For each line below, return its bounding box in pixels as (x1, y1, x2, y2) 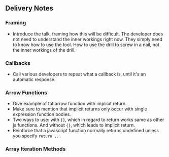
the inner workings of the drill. (12, 47, 76, 53)
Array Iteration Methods (5, 145, 66, 152)
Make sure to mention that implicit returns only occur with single (12, 106, 147, 112)
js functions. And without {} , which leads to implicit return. (12, 122, 136, 128)
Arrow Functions (5, 89, 47, 96)
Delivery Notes (5, 4, 53, 13)
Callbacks (5, 59, 30, 66)
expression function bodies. (12, 111, 71, 117)
